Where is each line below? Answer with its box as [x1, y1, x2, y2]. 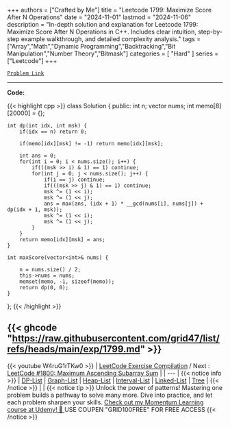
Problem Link [7, 70, 44, 77]
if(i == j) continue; [43, 176, 106, 183]
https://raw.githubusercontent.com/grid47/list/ [12, 332, 220, 345]
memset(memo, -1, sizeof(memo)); [19, 278, 115, 285]
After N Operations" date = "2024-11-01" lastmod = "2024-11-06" [7, 13, 192, 21]
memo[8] [195, 102, 222, 110]
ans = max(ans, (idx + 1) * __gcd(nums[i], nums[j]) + [43, 200, 204, 207]
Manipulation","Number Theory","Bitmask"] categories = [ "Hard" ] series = [7, 49, 219, 58]
